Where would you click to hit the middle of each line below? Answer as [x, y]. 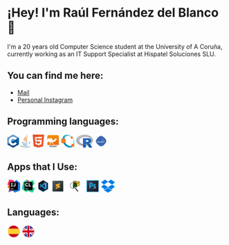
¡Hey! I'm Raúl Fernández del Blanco [113, 13]
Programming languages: [63, 121]
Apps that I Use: [43, 166]
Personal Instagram [45, 100]
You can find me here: [55, 76]
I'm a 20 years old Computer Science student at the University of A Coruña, [115, 46]
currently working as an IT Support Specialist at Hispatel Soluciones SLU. [112, 54]
